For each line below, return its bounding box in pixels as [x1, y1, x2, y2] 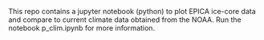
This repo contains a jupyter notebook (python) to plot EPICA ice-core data [8, 7, 257, 16]
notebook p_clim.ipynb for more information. [8, 24, 155, 32]
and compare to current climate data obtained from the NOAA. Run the [8, 15, 242, 24]
